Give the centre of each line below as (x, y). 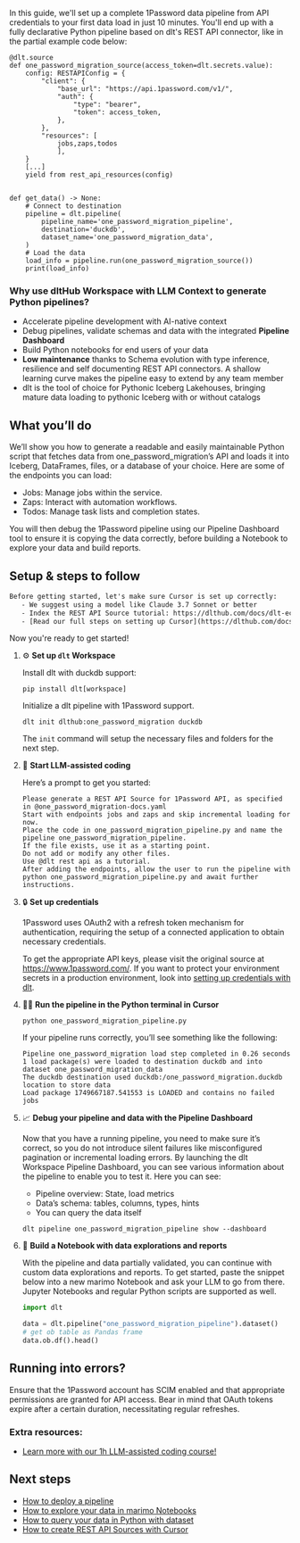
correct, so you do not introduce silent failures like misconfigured (142, 1148)
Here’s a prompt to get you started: (87, 783)
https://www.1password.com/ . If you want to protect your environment (150, 968)
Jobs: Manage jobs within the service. (92, 493)
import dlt (42, 1308)
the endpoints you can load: (61, 476)
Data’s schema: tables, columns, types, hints (117, 1203)
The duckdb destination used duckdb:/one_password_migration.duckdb (152, 1078)
